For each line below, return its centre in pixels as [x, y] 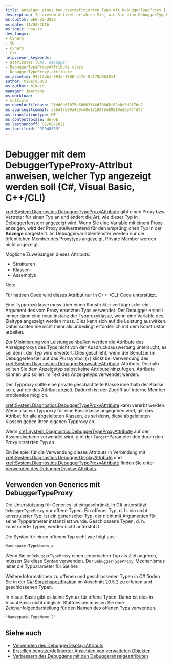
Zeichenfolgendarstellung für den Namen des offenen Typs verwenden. [81, 608]
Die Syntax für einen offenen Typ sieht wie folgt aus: [61, 537]
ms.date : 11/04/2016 [27, 24]
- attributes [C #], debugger [36, 62]
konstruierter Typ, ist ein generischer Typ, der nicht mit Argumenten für [81, 516]
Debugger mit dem [46, 154]
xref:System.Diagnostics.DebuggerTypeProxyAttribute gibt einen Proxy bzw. [85, 212]
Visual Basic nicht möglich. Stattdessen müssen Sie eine [65, 603]
